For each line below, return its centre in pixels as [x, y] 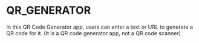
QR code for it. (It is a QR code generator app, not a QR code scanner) [94, 33]
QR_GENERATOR [49, 10]
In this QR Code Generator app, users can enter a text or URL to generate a [100, 27]
